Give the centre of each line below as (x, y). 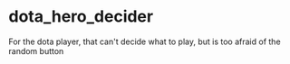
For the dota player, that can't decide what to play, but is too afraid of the (145, 41)
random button (36, 50)
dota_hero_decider (81, 17)
